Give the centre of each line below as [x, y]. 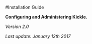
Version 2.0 [17, 26]
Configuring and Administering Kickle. [46, 17]
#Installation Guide [25, 7]
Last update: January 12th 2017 [38, 36]
